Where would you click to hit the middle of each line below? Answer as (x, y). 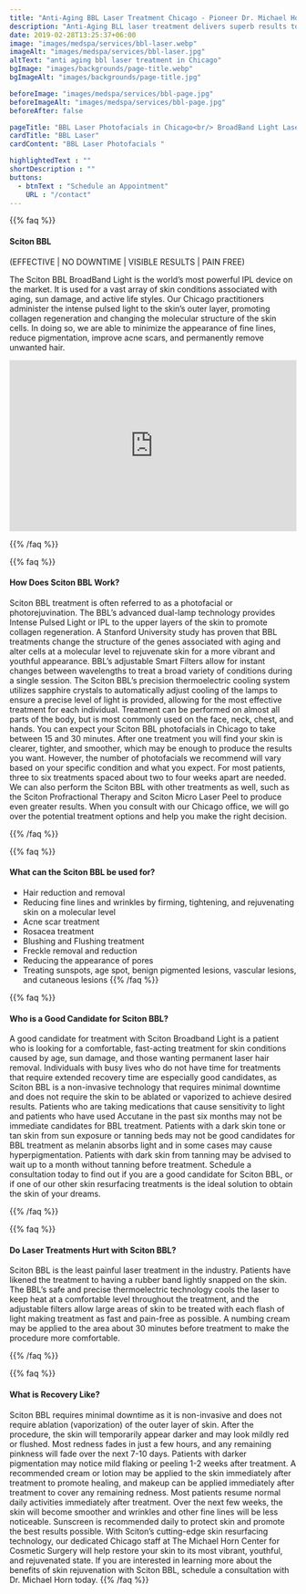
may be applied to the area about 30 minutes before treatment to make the (149, 1328)
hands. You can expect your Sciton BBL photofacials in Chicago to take (143, 729)
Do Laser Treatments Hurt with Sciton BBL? (93, 1250)
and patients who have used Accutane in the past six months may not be (146, 1116)
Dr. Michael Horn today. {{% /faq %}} (79, 1579)
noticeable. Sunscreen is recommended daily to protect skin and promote (147, 1521)
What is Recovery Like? (55, 1394)
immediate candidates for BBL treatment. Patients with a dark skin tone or (148, 1126)
